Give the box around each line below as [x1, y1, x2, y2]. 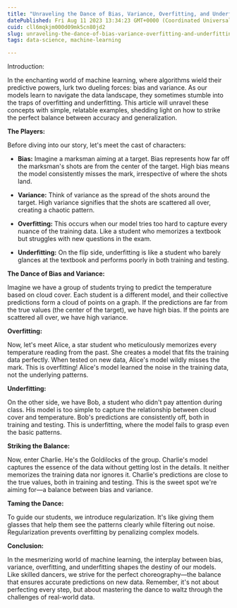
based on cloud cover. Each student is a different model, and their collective [7, 291, 229, 299]
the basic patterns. [7, 428, 62, 437]
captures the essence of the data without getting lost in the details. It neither [7, 463, 229, 472]
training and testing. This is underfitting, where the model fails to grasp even [7, 421, 229, 429]
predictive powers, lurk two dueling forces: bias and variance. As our [7, 83, 207, 92]
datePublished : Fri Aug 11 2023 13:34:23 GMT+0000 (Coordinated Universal [7, 17, 232, 24]
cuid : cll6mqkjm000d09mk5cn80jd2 [7, 23, 106, 30]
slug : [7, 30, 23, 37]
